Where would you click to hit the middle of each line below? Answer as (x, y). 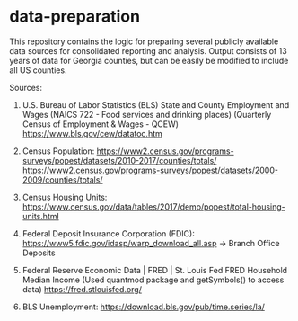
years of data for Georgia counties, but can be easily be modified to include (149, 60)
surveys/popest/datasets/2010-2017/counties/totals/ (119, 160)
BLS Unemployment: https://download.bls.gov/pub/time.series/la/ (143, 307)
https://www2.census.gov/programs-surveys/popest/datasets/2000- (150, 170)
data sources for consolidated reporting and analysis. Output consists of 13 (148, 50)
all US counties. (38, 70)
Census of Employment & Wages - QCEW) (101, 124)
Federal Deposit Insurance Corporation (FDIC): (108, 233)
